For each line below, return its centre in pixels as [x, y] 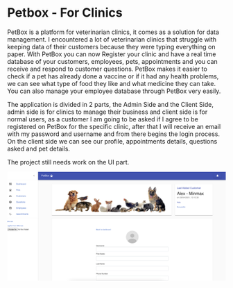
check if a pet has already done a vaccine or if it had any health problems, [113, 76]
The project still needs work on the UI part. [68, 162]
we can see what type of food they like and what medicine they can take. [112, 83]
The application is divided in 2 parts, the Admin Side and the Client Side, [110, 104]
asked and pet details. [39, 149]
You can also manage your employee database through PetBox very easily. [114, 91]
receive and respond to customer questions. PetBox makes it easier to [107, 69]
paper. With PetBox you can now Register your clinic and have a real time [112, 54]
